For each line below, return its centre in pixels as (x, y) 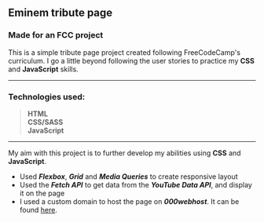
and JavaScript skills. (43, 69)
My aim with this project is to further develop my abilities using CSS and (125, 153)
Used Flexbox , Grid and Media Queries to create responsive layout (128, 177)
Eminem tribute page (60, 13)
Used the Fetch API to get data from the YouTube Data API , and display (136, 184)
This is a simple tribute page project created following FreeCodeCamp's (125, 52)
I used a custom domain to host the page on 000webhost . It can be (129, 201)
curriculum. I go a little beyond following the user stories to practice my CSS (132, 60)
